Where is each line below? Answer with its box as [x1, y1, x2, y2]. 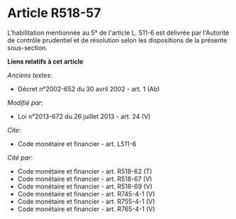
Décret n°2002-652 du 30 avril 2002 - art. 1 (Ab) [17, 84, 160, 93]
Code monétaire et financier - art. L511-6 [17, 140, 137, 148]
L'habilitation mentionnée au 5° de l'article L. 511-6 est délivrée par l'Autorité [7, 28, 230, 37]
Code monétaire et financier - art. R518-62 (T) [17, 167, 152, 175]
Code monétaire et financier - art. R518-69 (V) [17, 182, 153, 191]
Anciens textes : [7, 71, 53, 79]
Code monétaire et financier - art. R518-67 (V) [17, 174, 152, 183]
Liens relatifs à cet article [7, 57, 84, 65]
